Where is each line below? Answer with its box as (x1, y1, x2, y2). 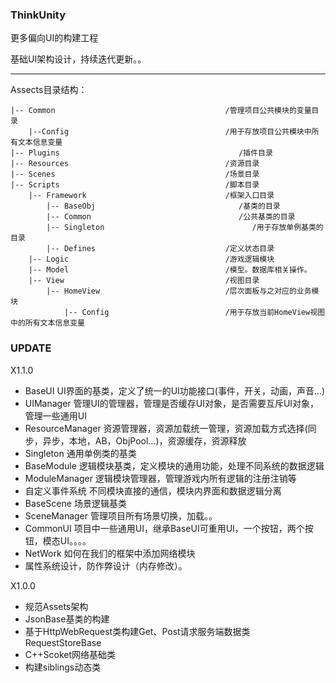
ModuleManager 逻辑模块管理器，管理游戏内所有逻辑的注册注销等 (24, 472, 297, 484)
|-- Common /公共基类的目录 (46, 212, 296, 222)
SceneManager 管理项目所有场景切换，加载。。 (24, 509, 218, 522)
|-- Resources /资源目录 (10, 159, 260, 169)
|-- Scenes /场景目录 (10, 169, 260, 180)
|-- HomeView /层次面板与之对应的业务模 (46, 286, 320, 297)
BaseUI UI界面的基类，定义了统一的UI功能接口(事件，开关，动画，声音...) (24, 384, 326, 397)
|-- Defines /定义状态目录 (46, 244, 275, 254)
